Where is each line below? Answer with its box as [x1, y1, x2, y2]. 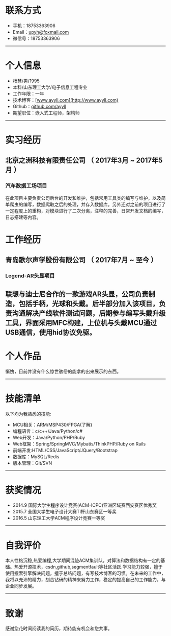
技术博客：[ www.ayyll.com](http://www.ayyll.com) [12, 97, 119, 103]
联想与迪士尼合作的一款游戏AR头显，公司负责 [5, 290, 149, 298]
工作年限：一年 [12, 90, 44, 97]
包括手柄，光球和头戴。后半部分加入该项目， [18, 299, 159, 308]
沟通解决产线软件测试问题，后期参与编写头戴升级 [12, 309, 166, 317]
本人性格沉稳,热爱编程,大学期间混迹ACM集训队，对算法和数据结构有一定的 [5, 557, 161, 563]
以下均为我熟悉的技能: [5, 411, 52, 417]
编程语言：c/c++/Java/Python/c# [12, 428, 83, 434]
